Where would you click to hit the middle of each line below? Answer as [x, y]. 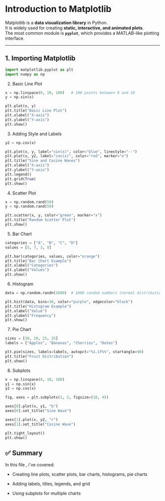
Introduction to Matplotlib [58, 9]
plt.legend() [18, 174]
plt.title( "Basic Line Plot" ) [36, 111]
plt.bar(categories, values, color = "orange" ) [52, 256]
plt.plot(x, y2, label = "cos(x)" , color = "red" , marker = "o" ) [67, 156]
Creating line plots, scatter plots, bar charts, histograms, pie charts [80, 474]
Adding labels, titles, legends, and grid [51, 484]
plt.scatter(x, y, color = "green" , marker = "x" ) [54, 215]
